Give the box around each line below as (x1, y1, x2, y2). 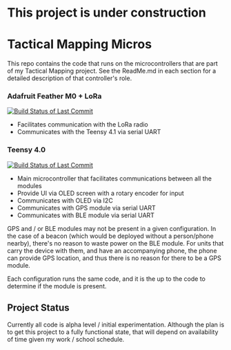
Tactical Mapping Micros (7, 37, 152, 53)
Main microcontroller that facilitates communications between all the (17, 174, 212, 183)
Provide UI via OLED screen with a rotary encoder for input (17, 189, 184, 197)
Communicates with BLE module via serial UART (17, 211, 155, 219)
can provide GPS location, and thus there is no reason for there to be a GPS (7, 254, 222, 262)
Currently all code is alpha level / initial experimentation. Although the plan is (7, 320, 225, 329)
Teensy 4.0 (7, 145, 46, 155)
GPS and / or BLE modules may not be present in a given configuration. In (7, 224, 217, 232)
